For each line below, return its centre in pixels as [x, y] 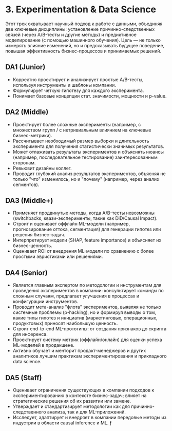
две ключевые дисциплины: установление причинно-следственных [80, 29]
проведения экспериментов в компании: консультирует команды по [88, 291]
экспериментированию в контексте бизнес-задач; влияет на [80, 396]
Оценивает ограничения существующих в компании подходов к [83, 390]
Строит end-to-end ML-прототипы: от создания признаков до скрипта [90, 329]
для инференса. [30, 334]
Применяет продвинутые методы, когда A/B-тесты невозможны [84, 213]
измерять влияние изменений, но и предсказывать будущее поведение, [85, 45]
